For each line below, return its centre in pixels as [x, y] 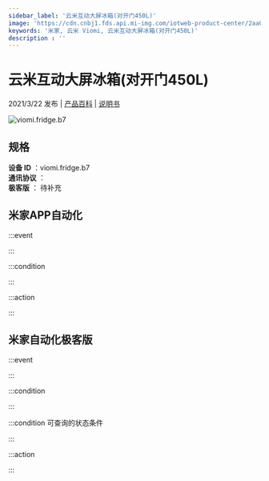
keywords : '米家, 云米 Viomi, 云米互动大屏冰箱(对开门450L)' [103, 30]
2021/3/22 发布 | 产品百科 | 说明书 [64, 104]
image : [19, 23]
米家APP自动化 [45, 216]
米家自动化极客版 [50, 340]
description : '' [37, 38]
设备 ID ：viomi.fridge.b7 [49, 168]
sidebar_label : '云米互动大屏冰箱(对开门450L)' [82, 16]
